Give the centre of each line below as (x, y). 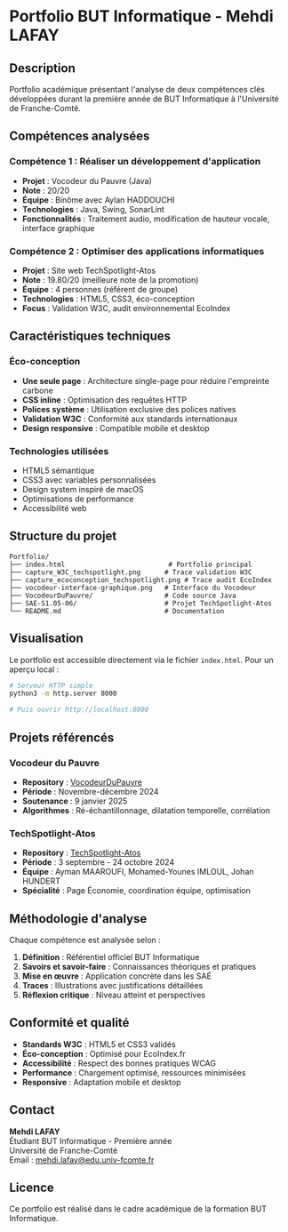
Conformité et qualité (69, 1023)
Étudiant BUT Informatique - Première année (91, 1140)
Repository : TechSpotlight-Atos (81, 853)
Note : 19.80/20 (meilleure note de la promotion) (110, 280)
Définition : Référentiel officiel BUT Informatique (111, 957)
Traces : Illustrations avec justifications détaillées (112, 986)
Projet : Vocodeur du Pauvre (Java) (87, 180)
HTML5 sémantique (58, 470)
